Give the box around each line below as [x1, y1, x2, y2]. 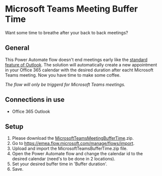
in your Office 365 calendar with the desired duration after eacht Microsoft [5, 67, 154, 73]
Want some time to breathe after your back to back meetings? [5, 30, 128, 35]
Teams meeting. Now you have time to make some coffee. [5, 72, 121, 78]
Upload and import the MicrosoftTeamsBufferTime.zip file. [12, 145, 128, 151]
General [5, 44, 30, 52]
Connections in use [5, 96, 65, 104]
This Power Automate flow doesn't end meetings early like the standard [5, 57, 147, 63]
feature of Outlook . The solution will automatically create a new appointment [5, 62, 157, 67]
